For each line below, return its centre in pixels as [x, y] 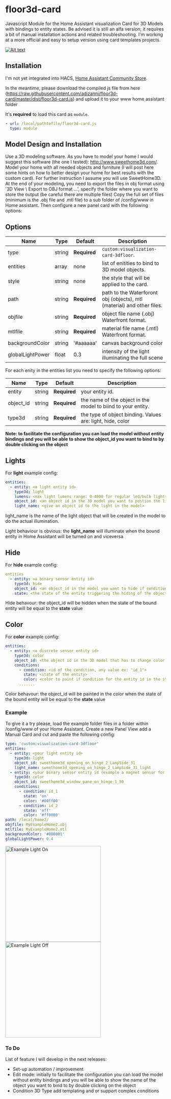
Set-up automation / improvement [48, 1069]
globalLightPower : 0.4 [29, 839]
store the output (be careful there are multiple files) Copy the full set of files [84, 195]
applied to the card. [125, 285]
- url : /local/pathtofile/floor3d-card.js [51, 124]
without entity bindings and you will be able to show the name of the [84, 1080]
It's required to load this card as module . [47, 114]
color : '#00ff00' [42, 801]
